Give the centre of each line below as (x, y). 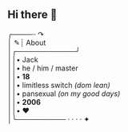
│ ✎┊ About (27, 42)
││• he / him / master (43, 68)
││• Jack (23, 59)
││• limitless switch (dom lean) (59, 85)
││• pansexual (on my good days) (64, 94)
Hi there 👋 (32, 15)
